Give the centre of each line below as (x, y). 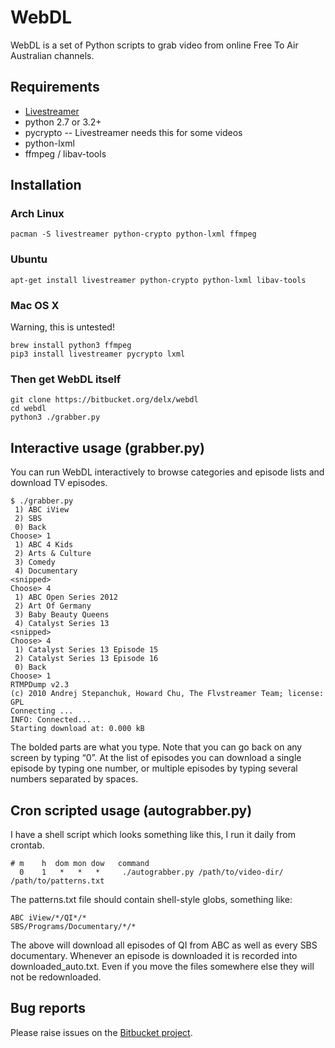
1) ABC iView (42, 510)
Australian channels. (52, 55)
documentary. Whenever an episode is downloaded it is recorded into (154, 955)
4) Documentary (46, 571)
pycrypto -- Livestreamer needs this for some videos (133, 132)
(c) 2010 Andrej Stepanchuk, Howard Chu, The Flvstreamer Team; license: (167, 694)
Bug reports (48, 1008)
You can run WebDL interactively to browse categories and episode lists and (167, 472)
